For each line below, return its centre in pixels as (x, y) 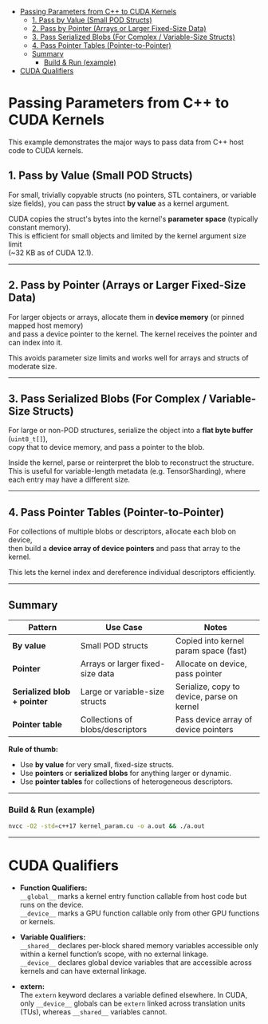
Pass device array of (214, 719)
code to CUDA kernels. (46, 150)
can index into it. (35, 342)
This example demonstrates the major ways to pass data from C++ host (126, 142)
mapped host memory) (46, 325)
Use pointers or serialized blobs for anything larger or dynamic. (126, 773)
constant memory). (39, 227)
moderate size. (33, 366)
